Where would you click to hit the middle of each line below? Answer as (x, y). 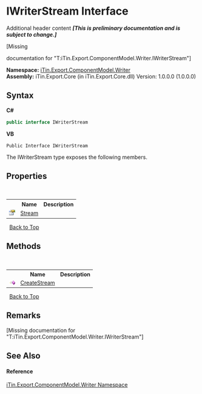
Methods (24, 246)
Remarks (24, 316)
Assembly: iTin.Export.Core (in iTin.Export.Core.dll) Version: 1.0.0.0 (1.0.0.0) (101, 76)
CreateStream (38, 283)
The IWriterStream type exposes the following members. (77, 157)
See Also (23, 355)
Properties (27, 176)
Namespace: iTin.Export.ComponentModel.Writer (69, 70)
